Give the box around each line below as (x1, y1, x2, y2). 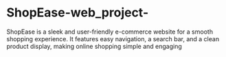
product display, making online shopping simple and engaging (6, 42, 183, 50)
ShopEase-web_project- (6, 5, 149, 21)
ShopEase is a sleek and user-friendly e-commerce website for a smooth (6, 27, 214, 36)
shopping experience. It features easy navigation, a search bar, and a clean (6, 34, 220, 43)
